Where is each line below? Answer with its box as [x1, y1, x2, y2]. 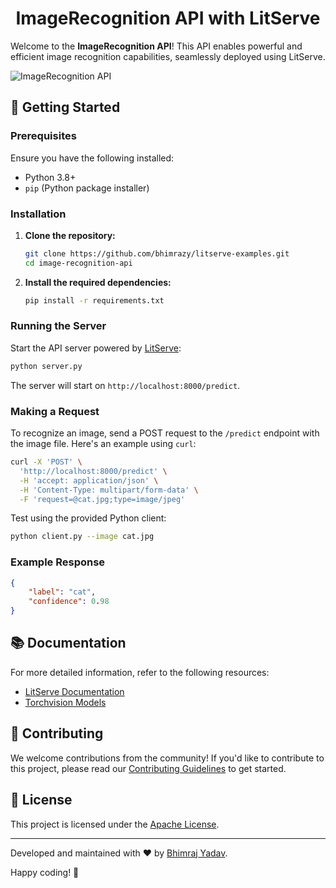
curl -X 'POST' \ [10, 457, 83, 467]
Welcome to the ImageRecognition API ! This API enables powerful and [10, 40, 303, 52]
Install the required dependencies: [24, 276, 172, 288]
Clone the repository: [24, 229, 116, 241]
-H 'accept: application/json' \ [19, 475, 159, 486]
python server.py [10, 361, 83, 371]
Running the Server [10, 319, 107, 333]
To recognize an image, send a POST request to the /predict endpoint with [10, 427, 320, 439]
